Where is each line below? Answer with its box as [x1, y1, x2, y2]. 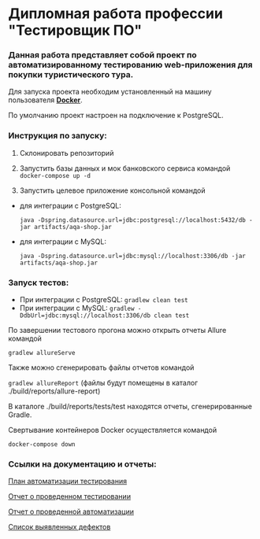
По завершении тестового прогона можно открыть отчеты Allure [8, 326, 227, 335]
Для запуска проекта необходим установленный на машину [8, 87, 212, 97]
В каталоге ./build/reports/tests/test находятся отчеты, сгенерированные [8, 402, 252, 412]
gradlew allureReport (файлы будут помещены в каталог [8, 378, 199, 388]
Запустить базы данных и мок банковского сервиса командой [19, 163, 231, 173]
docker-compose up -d [19, 172, 91, 179]
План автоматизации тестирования [8, 477, 128, 486]
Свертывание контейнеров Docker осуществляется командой [8, 426, 217, 435]
